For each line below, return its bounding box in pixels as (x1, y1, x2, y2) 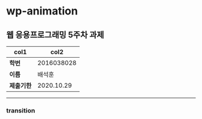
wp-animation (6, 4, 78, 18)
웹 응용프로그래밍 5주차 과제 (6, 29, 104, 40)
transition (6, 106, 35, 115)
